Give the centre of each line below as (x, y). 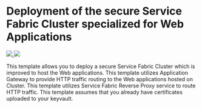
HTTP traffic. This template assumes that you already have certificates (95, 92)
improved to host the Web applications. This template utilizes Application (97, 73)
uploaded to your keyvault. (40, 98)
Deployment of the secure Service (94, 11)
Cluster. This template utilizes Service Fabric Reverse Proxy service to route (101, 86)
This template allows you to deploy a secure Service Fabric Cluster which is (101, 66)
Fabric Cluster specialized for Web (95, 24)
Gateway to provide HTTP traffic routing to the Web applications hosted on (99, 79)
